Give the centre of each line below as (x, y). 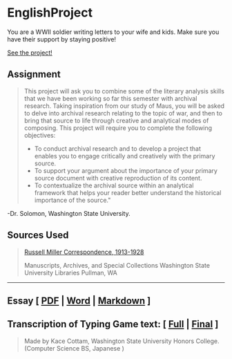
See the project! (30, 53)
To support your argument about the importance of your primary (126, 170)
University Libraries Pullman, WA (70, 273)
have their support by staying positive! (61, 39)
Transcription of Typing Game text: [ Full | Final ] (113, 324)
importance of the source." (72, 200)
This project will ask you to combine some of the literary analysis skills (124, 91)
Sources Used (38, 236)
